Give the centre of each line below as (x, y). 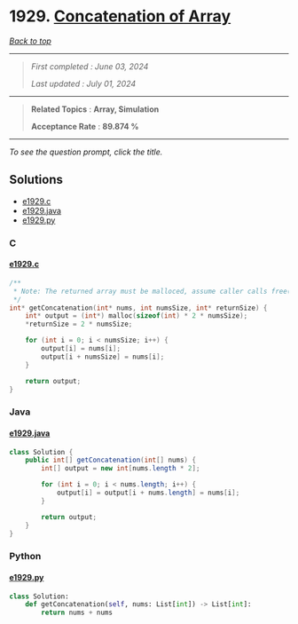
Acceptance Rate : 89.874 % (85, 126)
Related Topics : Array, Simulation (95, 109)
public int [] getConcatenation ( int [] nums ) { (111, 460)
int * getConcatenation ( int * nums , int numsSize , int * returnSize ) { (138, 308)
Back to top (30, 41)
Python (25, 557)
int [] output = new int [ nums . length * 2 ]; (121, 469)
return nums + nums (77, 613)
